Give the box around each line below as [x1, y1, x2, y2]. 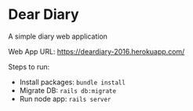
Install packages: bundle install [19, 77, 126, 87]
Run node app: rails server [19, 94, 111, 103]
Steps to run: [8, 61, 50, 72]
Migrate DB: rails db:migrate [19, 85, 116, 95]
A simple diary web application [8, 31, 108, 41]
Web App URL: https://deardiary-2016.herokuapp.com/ [8, 46, 185, 56]
